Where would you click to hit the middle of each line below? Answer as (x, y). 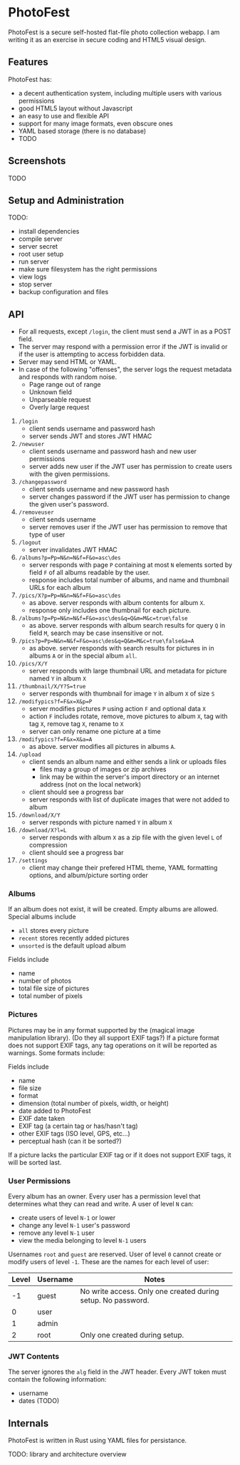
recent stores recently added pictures (74, 938)
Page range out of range (65, 385)
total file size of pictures (54, 988)
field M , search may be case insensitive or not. (96, 633)
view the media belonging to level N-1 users (82, 1241)
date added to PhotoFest (54, 1111)
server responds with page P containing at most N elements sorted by (131, 565)
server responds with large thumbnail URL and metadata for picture (128, 671)
